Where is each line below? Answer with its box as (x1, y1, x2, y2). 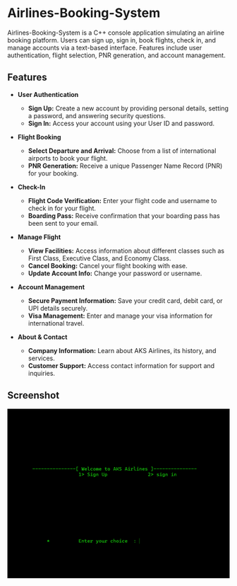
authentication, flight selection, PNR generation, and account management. (7, 51, 226, 59)
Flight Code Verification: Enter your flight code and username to (28, 196, 217, 205)
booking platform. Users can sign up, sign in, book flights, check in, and (7, 35, 217, 44)
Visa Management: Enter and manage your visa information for (28, 311, 213, 320)
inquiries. (28, 369, 55, 377)
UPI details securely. (28, 304, 88, 312)
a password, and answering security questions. (28, 111, 166, 120)
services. (28, 354, 55, 362)
